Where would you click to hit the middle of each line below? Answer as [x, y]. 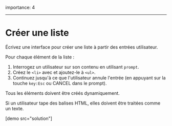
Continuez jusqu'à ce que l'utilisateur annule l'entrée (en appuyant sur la [89, 78]
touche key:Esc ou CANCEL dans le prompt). [60, 83]
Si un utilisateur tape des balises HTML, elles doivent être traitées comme [83, 103]
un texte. [15, 108]
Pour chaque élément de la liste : [40, 57]
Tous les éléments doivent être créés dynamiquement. [63, 93]
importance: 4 [20, 7]
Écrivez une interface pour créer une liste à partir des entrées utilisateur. [82, 47]
